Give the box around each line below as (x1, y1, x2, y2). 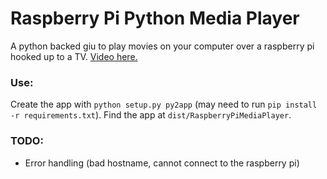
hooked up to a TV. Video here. (10, 50, 138, 62)
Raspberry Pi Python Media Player (10, 7, 300, 30)
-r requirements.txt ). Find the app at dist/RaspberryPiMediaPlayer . (10, 109, 292, 121)
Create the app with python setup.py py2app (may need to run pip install (10, 98, 318, 111)
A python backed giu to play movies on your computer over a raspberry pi (10, 40, 315, 52)
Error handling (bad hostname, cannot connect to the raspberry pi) (24, 157, 300, 169)
